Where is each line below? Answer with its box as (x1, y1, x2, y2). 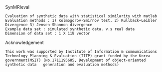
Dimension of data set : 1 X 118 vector (5, 31, 91, 36)
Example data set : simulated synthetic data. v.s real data (5, 27, 135, 32)
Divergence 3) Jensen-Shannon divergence (5, 22, 93, 27)
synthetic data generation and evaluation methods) (5, 62, 120, 67)
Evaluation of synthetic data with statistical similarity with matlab (5, 14, 157, 19)
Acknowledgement (5, 39, 44, 45)
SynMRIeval (5, 4, 30, 10)
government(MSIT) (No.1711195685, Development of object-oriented (5, 58, 146, 63)
